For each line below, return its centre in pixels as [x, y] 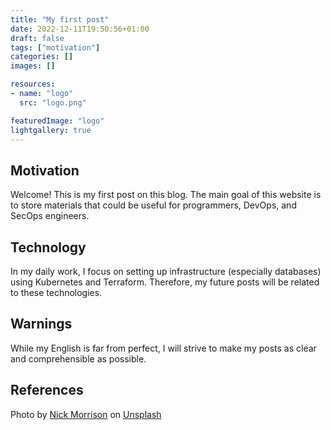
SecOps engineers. [50, 216]
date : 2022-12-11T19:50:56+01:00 [80, 29]
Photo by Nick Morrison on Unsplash [86, 414]
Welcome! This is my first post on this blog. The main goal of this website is [166, 195]
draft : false [37, 38]
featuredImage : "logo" [57, 121]
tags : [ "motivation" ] [55, 47]
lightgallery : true [51, 130]
